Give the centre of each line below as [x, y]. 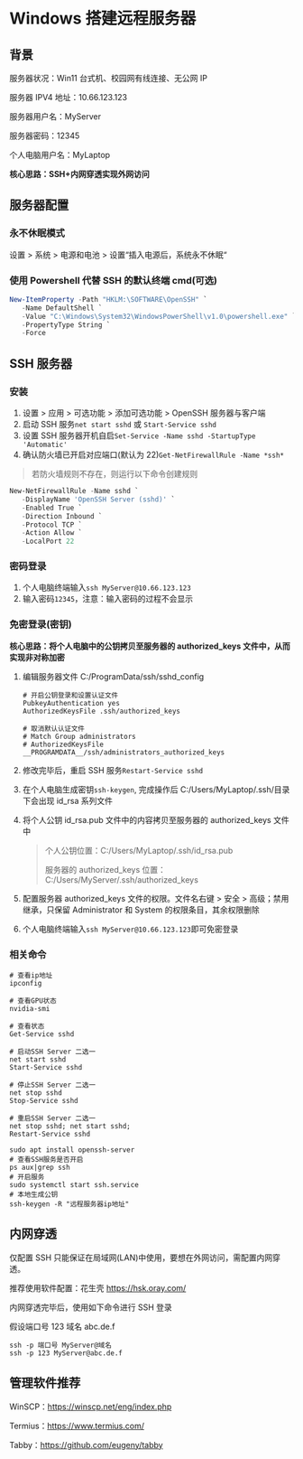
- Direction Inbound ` [62, 516]
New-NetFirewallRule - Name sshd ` [74, 491]
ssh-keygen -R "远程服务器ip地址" [69, 1204]
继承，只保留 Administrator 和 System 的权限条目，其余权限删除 [141, 910]
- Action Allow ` [52, 533]
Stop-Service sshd [44, 1101]
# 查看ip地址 [31, 976]
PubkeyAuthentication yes [71, 703]
